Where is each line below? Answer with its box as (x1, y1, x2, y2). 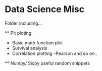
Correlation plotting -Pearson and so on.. (12, 50, 97, 56)
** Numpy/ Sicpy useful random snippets (5, 60, 90, 66)
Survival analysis (12, 45, 47, 51)
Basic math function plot (12, 39, 63, 46)
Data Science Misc (5, 4, 84, 15)
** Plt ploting (5, 30, 32, 36)
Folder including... (5, 20, 42, 26)
